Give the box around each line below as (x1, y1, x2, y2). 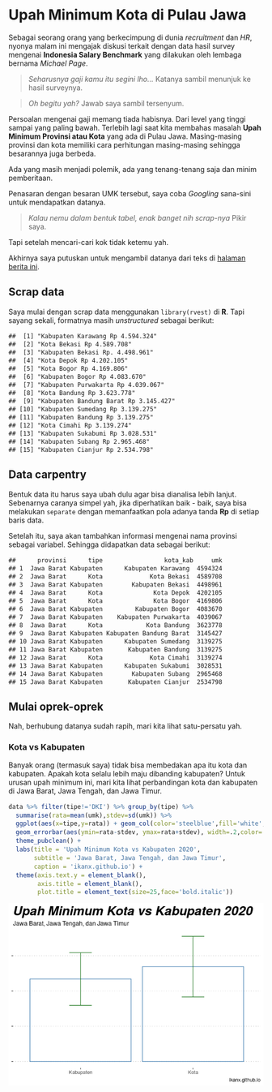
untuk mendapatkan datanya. (8, 197, 106, 207)
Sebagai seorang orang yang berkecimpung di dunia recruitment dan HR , (8, 32, 253, 42)
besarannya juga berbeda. (8, 148, 96, 158)
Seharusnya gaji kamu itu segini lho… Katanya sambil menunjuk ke (28, 74, 251, 84)
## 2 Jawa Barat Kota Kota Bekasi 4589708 (8, 572, 223, 581)
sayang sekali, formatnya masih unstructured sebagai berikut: (8, 315, 215, 325)
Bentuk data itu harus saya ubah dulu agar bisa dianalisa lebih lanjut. (8, 489, 237, 499)
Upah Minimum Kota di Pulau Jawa (8, 6, 247, 24)
